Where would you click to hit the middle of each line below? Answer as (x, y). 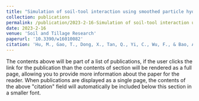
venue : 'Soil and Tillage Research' (51, 34)
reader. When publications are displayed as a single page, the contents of (96, 80)
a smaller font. (24, 93)
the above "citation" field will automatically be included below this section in (99, 86)
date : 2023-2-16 (26, 28)
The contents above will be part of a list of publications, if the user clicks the (99, 61)
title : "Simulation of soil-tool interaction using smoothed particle (95, 12)
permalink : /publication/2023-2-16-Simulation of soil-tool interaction (98, 22)
